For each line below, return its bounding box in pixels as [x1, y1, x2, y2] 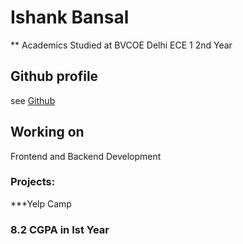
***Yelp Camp [10, 197, 72, 210]
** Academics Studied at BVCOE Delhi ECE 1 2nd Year [10, 39, 233, 51]
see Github [10, 94, 56, 106]
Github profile [10, 68, 99, 85]
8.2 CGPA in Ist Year [10, 222, 110, 236]
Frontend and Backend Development [10, 150, 162, 162]
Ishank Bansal [10, 6, 130, 29]
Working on [10, 124, 85, 141]
